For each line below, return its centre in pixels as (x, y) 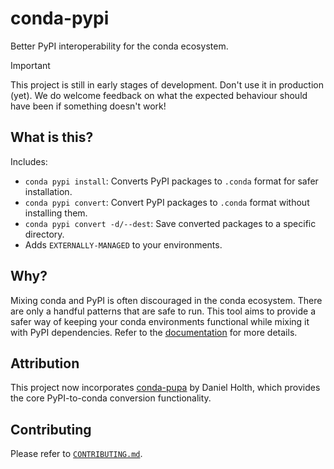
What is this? (52, 137)
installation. (48, 191)
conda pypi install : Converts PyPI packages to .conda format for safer (171, 181)
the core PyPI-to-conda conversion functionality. (111, 398)
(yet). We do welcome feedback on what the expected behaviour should (159, 95)
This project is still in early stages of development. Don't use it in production (167, 84)
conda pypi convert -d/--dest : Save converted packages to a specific (170, 223)
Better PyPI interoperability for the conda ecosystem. (119, 46)
